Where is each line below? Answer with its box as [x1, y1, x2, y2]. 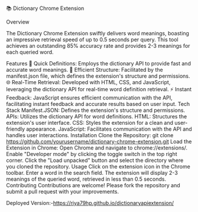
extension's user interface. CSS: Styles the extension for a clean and [6, 120, 173, 126]
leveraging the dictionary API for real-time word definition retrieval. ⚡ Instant [6, 86, 192, 92]
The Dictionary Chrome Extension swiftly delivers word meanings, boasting [6, 30, 189, 37]
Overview [6, 18, 30, 25]
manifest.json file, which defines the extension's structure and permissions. [6, 72, 190, 79]
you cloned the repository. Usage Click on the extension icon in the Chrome [6, 163, 190, 170]
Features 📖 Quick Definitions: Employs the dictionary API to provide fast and [6, 60, 191, 67]
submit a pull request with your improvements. [6, 188, 119, 195]
